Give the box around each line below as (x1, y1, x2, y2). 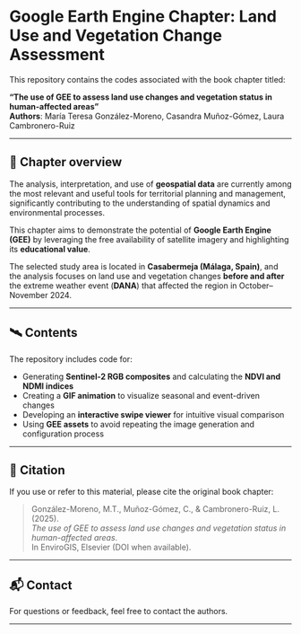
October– (238, 280, 273, 291)
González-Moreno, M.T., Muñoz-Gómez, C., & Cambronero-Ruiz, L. (30, 504, 280, 515)
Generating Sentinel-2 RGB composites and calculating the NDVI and (21, 371, 281, 382)
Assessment (9, 45, 105, 65)
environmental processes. (9, 207, 106, 217)
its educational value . (9, 243, 91, 254)
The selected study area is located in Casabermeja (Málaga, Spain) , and (9, 260, 279, 271)
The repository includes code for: (9, 353, 133, 365)
